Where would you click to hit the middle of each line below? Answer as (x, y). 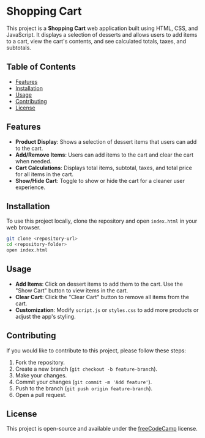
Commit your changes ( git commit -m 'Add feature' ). (84, 382)
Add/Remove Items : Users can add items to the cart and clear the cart (104, 155)
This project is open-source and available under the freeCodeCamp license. (102, 429)
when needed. (33, 161)
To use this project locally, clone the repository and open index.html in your (102, 221)
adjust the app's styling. (45, 316)
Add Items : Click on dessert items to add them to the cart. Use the (99, 284)
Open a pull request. (41, 395)
